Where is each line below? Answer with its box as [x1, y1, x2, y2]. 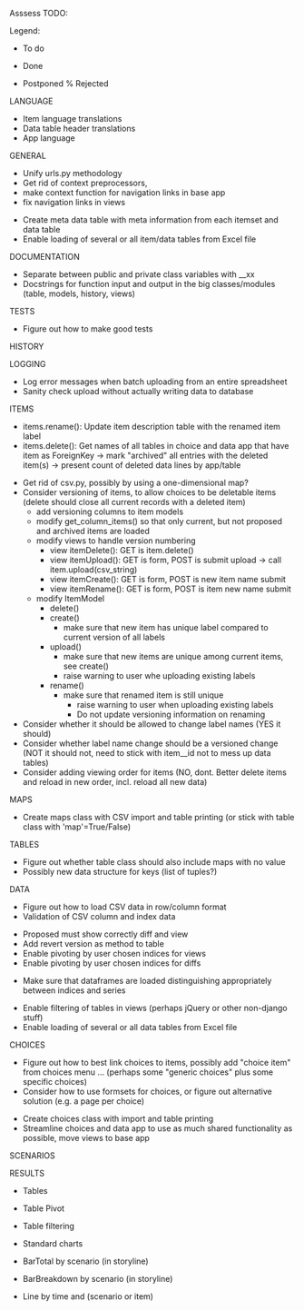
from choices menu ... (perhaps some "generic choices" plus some [22, 1067, 274, 1078]
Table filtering [22, 1221, 75, 1231]
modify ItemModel [35, 593, 105, 603]
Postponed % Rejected [22, 78, 109, 89]
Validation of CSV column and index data [22, 911, 176, 921]
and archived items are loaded [35, 526, 150, 536]
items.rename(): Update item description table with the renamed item [22, 422, 281, 432]
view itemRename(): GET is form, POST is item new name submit [49, 583, 292, 594]
